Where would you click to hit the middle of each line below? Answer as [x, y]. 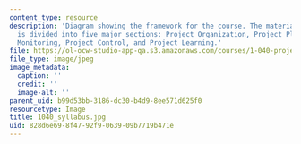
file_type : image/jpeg [52, 59]
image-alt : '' [43, 92]
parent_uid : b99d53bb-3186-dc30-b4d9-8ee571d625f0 [106, 101]
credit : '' [38, 84]
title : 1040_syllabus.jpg [57, 117]
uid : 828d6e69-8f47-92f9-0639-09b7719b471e [92, 126]
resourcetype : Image [48, 109]
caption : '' [40, 76]
